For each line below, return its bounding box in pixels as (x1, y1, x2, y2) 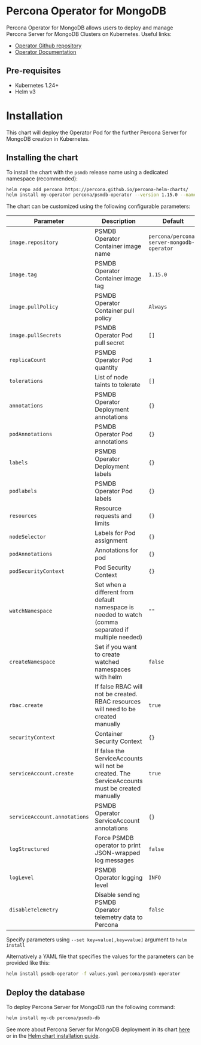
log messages (95, 856, 135, 865)
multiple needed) (95, 633, 143, 642)
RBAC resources (95, 697, 141, 706)
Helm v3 (14, 88, 36, 95)
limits (95, 520, 109, 528)
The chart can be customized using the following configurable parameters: (6, 203, 191, 210)
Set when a (95, 581, 127, 589)
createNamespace (9, 659, 56, 666)
